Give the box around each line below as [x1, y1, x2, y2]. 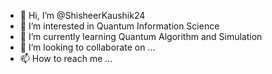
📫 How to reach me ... [19, 53, 113, 64]
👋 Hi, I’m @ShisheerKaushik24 [19, 10, 146, 21]
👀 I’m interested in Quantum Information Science [19, 20, 220, 32]
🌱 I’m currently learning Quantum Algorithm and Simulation [19, 31, 263, 42]
